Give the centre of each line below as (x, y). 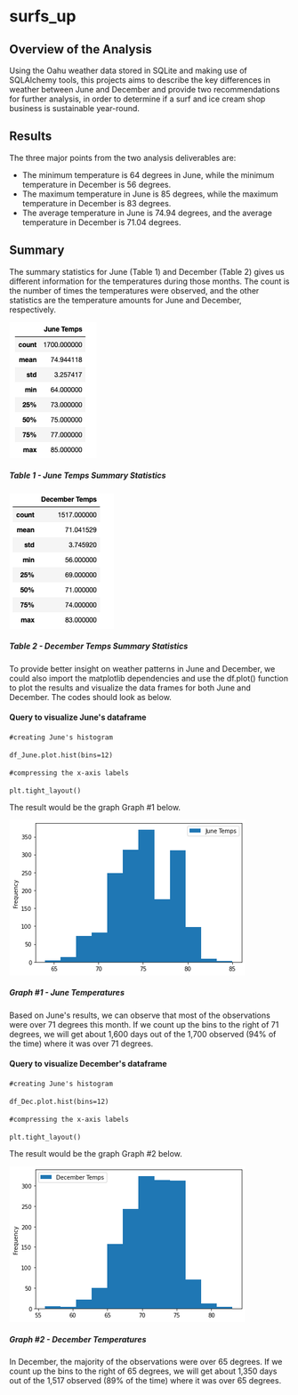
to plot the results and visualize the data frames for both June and (130, 688)
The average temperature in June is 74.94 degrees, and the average (147, 213)
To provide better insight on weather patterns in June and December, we (142, 668)
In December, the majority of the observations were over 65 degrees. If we (146, 1361)
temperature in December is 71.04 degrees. (101, 222)
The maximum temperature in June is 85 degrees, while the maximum (150, 194)
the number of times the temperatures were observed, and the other (134, 290)
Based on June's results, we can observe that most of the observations (140, 1015)
